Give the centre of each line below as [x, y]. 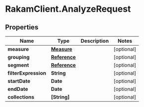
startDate [19, 81]
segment [18, 65]
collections [21, 97]
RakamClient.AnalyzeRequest [68, 9]
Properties [22, 27]
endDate [18, 89]
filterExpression [27, 73]
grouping [19, 57]
